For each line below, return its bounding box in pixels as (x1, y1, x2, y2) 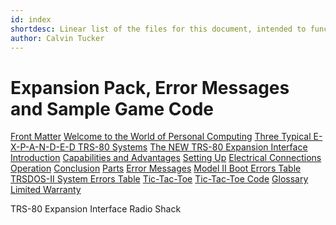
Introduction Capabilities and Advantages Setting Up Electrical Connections (10, 152, 322, 164)
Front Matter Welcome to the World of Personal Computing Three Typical (10, 131, 312, 143)
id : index (10, 14, 52, 25)
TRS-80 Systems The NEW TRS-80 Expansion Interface (77, 141, 308, 153)
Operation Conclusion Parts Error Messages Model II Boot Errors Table (10, 162, 302, 175)
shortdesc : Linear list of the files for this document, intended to (10, 24, 307, 34)
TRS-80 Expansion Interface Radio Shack (10, 203, 182, 215)
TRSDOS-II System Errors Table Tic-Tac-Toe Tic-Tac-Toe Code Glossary (10, 173, 309, 185)
